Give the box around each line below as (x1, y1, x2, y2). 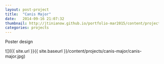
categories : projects (5, 25, 49, 30)
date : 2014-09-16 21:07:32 (5, 16, 64, 21)
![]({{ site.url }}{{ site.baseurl (5, 48, 63, 54)
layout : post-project (5, 7, 49, 12)
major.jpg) (5, 53, 25, 59)
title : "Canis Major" (5, 12, 51, 17)
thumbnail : (5, 21, 27, 26)
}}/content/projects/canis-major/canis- (63, 48, 142, 54)
